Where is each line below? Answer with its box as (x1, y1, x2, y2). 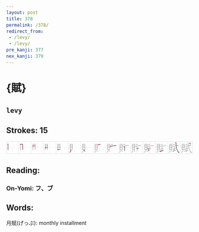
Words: (6, 203, 34, 213)
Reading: (6, 166, 40, 176)
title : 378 (6, 15, 33, 22)
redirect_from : (6, 28, 44, 34)
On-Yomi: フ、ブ (6, 184, 53, 192)
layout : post (6, 9, 38, 15)
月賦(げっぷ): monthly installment (6, 219, 87, 226)
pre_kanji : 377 (6, 47, 44, 53)
